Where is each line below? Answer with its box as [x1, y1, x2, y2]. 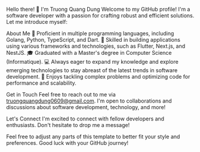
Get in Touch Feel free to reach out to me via [6, 91, 116, 98]
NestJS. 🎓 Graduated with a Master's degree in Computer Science [6, 49, 172, 56]
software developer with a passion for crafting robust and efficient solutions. [6, 12, 195, 19]
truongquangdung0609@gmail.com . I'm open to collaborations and [6, 97, 172, 104]
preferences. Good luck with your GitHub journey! [6, 139, 129, 146]
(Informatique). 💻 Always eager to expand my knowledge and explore [6, 58, 179, 65]
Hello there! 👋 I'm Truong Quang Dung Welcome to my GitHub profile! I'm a [6, 6, 190, 13]
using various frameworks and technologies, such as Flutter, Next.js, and [6, 42, 186, 49]
